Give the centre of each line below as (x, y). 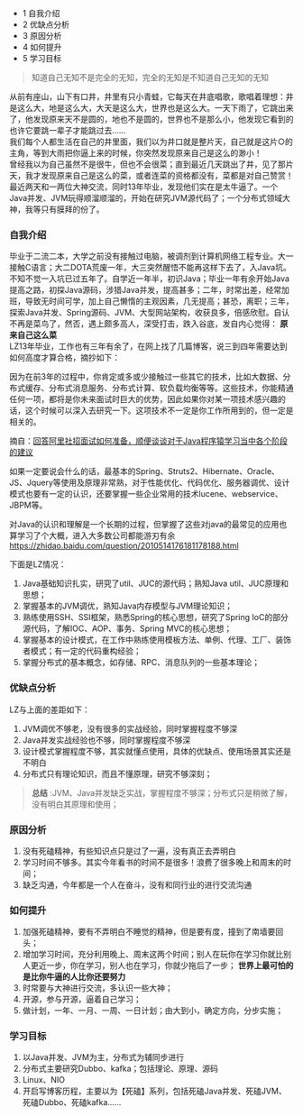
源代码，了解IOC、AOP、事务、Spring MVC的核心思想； (127, 628)
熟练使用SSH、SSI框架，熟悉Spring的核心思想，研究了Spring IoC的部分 (155, 617)
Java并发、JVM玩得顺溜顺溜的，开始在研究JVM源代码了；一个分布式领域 (146, 198)
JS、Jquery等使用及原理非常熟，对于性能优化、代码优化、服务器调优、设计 (150, 483)
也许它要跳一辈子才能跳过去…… (68, 130)
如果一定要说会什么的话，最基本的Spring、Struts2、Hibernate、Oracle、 (144, 471)
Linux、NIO (44, 1080)
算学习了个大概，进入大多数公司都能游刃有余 (92, 535)
